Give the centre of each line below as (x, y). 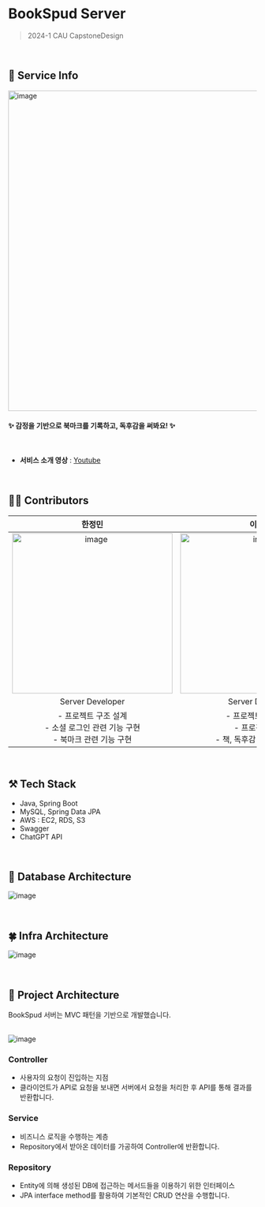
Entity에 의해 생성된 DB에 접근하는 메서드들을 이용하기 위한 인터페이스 (127, 1185)
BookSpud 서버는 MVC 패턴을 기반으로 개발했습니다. (90, 1015)
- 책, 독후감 (235, 739)
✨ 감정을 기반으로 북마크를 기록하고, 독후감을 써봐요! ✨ (92, 426)
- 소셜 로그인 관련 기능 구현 (92, 727)
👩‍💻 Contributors (49, 501)
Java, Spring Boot (49, 803)
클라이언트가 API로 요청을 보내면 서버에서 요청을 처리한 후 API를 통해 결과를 (136, 1087)
